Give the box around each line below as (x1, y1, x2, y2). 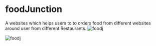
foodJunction (5, 3, 62, 15)
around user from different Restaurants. (5, 25, 87, 31)
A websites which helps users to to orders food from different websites (5, 20, 151, 26)
